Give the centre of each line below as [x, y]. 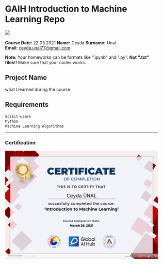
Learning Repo [35, 19]
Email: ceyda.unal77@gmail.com [38, 48]
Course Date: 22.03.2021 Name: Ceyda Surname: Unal [61, 43]
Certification [20, 143]
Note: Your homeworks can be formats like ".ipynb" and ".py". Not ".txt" [77, 57]
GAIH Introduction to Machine [66, 9]
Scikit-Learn [18, 116]
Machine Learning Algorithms [34, 126]
